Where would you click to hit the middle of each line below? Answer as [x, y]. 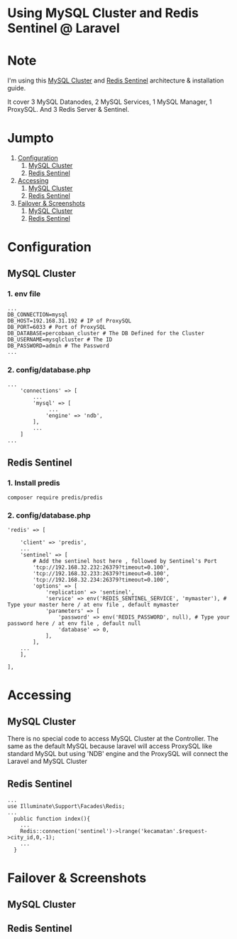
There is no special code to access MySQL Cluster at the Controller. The [113, 739]
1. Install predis [34, 483]
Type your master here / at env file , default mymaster [93, 605]
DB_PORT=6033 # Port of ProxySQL [57, 327]
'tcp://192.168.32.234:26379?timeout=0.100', [101, 580]
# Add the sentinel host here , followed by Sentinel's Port [125, 561]
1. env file [24, 293]
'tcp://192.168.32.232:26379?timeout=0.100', [101, 567]
